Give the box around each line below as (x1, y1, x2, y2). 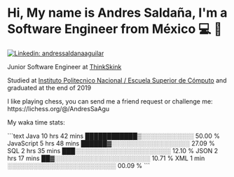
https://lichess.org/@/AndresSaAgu (7, 104, 110, 113)
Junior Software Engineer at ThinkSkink (7, 62, 122, 71)
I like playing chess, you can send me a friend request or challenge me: (7, 97, 213, 106)
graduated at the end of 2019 (7, 83, 92, 92)
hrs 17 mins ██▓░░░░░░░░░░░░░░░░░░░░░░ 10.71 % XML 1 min (7, 154, 205, 162)
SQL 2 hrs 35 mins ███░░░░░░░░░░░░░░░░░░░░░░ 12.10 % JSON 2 (7, 146, 219, 155)
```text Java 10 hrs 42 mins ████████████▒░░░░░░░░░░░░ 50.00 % (7, 132, 221, 140)
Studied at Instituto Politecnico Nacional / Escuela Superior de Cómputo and (7, 76, 227, 85)
